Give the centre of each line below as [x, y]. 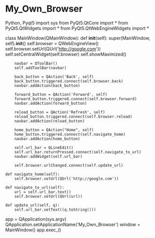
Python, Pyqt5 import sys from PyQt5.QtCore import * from [67, 23]
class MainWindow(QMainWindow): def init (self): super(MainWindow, [78, 38]
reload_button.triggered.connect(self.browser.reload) [73, 116]
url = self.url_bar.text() [43, 192]
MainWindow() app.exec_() [33, 230]
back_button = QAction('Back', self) [54, 76]
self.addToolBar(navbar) [41, 68]
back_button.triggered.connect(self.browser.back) [69, 81]
